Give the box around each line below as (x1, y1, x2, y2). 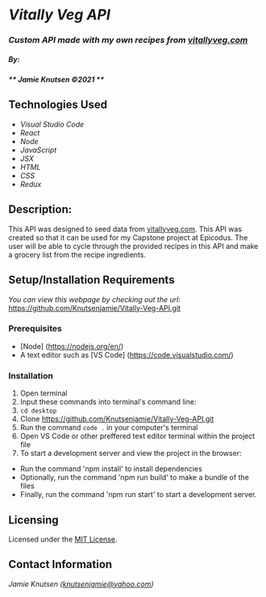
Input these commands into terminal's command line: (19, 397, 197, 407)
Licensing (8, 513, 59, 527)
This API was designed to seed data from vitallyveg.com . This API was (8, 224, 243, 234)
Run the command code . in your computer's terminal (19, 423, 198, 433)
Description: (8, 203, 73, 217)
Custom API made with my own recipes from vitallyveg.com (8, 35, 248, 46)
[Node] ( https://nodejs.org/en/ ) (19, 341, 124, 351)
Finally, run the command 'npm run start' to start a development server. (19, 490, 257, 500)
